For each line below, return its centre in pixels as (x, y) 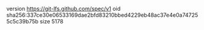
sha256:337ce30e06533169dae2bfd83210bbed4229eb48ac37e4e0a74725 (102, 15)
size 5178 (51, 21)
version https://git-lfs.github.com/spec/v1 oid (64, 9)
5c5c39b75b (22, 21)
